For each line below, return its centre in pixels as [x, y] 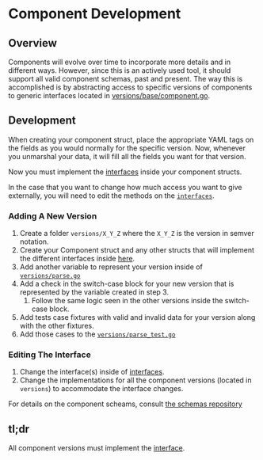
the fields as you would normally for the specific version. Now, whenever [127, 148]
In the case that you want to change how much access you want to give [125, 187]
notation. [34, 241]
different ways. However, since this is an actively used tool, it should [120, 70]
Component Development [95, 14]
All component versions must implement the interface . [97, 448]
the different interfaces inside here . [77, 259]
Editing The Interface [50, 355]
